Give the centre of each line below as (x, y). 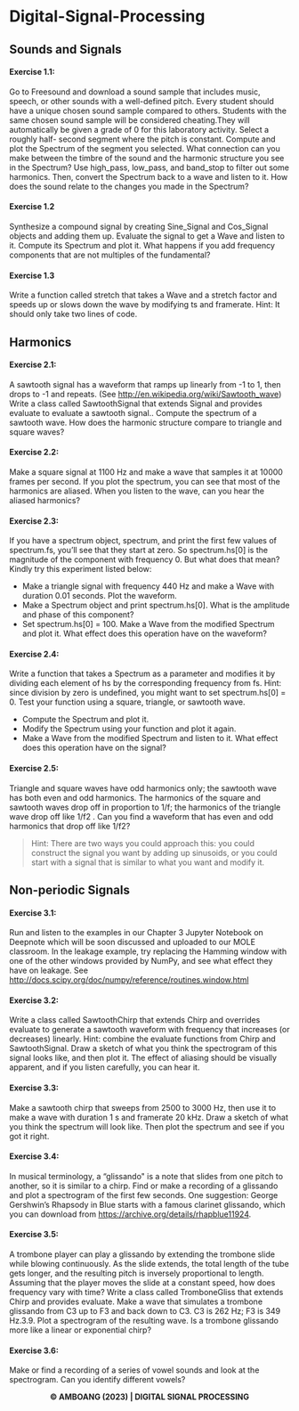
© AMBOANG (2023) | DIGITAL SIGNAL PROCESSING (149, 1397)
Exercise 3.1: (33, 913)
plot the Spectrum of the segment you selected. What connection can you (145, 148)
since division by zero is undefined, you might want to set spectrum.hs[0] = (148, 693)
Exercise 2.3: (34, 521)
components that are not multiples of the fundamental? (110, 255)
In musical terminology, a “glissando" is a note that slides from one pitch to (146, 1176)
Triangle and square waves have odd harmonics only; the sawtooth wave (143, 788)
